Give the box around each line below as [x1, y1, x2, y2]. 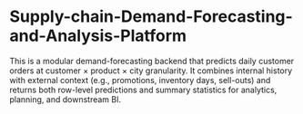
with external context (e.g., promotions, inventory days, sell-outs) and [9, 74, 271, 85]
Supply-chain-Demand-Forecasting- [9, 6, 293, 27]
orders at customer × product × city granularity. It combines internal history [9, 65, 293, 76]
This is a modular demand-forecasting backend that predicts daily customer [9, 55, 295, 66]
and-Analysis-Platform [9, 25, 187, 46]
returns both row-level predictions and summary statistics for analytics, [9, 84, 278, 95]
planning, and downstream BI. [9, 93, 121, 105]
